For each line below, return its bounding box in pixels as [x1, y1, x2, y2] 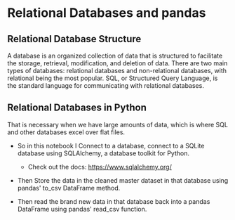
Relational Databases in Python [7, 102, 147, 114]
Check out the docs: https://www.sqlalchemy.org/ [27, 162, 172, 171]
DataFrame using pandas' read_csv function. [17, 205, 147, 213]
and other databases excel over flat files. [7, 128, 125, 136]
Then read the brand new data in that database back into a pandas [17, 197, 210, 205]
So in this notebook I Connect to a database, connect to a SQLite [17, 141, 205, 150]
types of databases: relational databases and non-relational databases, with [7, 67, 227, 75]
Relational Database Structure [7, 33, 142, 45]
